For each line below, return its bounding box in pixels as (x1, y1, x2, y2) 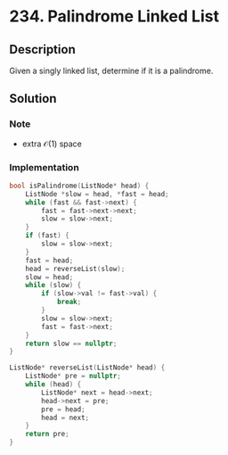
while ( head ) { (25, 380, 82, 389)
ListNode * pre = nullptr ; (25, 372, 122, 381)
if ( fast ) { (25, 231, 69, 240)
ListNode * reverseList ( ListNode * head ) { (9, 363, 166, 372)
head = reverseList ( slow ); (25, 264, 126, 273)
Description (9, 42, 76, 57)
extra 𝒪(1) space (21, 138, 83, 149)
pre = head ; (41, 404, 86, 414)
